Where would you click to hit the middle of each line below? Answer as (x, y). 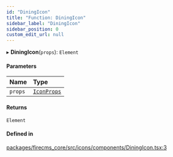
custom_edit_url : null (35, 35)
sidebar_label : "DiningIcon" (43, 23)
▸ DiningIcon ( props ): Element (42, 52)
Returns (17, 107)
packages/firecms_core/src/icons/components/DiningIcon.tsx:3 (86, 147)
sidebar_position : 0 (33, 29)
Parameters (21, 66)
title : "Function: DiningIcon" (46, 18)
